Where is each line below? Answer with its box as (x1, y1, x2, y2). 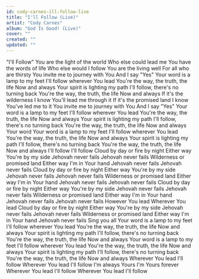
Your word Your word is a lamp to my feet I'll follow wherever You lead (6, 128, 178, 135)
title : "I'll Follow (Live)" (6, 14, 79, 20)
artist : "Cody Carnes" (6, 20, 63, 26)
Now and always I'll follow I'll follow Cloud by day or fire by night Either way (6, 147, 192, 154)
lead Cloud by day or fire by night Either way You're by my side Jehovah (6, 204, 184, 211)
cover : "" (6, 31, 31, 37)
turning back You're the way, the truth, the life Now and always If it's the (6, 90, 184, 97)
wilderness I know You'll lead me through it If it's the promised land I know (6, 96, 189, 103)
